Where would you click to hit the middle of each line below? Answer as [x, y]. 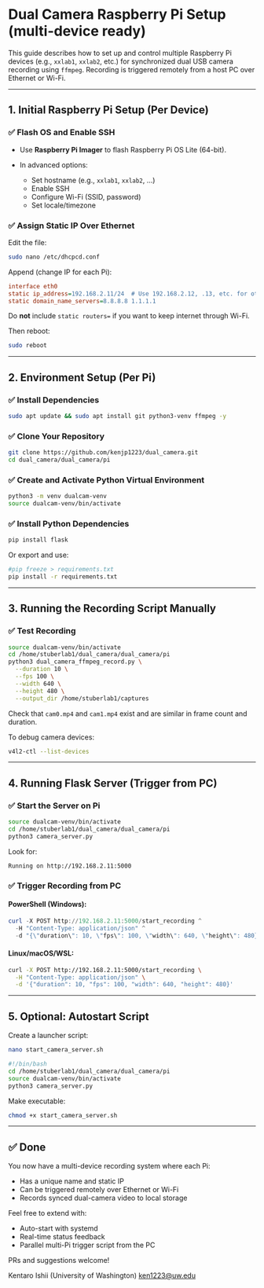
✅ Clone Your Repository [56, 436]
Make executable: [37, 1101]
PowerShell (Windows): [48, 905]
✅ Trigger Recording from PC [65, 886]
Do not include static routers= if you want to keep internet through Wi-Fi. [129, 316]
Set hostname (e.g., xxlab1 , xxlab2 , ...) [93, 180]
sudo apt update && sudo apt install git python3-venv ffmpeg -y [117, 416]
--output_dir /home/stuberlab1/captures [82, 698]
